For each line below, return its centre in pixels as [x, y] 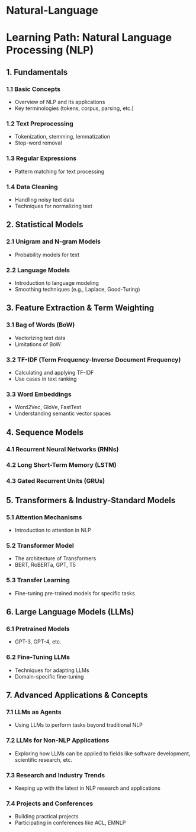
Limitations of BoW [38, 344]
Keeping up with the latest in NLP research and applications [88, 788]
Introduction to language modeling [57, 282]
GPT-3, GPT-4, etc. [38, 642]
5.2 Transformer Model [40, 545]
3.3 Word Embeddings [39, 394]
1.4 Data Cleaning [32, 187]
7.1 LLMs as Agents [34, 712]
